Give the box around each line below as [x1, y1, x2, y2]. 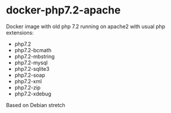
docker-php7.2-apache [6, 4, 121, 17]
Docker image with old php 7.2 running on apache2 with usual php [6, 23, 165, 30]
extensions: [6, 29, 34, 36]
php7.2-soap [14, 71, 46, 78]
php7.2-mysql [14, 59, 48, 66]
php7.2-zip [14, 84, 41, 91]
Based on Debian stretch [6, 101, 65, 108]
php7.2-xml [14, 77, 42, 85]
